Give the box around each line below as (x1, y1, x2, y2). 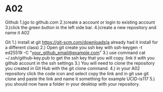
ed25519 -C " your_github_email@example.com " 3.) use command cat (5, 50, 146, 56)
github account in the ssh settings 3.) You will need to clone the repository (5, 60, 155, 66)
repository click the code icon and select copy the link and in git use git (5, 70, 149, 76)
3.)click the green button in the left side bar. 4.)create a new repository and (5, 24, 157, 30)
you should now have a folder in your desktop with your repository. (5, 81, 140, 87)
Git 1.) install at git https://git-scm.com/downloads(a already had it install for (5, 39, 158, 45)
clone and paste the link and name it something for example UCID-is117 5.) (5, 76, 155, 82)
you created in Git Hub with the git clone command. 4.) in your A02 (5, 65, 140, 71)
